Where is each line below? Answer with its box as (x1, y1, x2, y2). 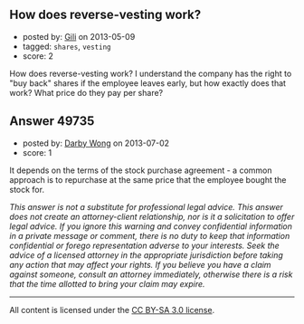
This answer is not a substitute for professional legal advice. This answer (9, 201, 283, 212)
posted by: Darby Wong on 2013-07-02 (22, 138, 170, 148)
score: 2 (22, 50, 54, 62)
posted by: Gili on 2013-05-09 (22, 31, 136, 42)
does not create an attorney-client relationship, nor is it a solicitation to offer (9, 211, 295, 222)
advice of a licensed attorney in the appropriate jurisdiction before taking (9, 249, 283, 261)
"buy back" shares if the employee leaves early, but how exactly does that (9, 77, 287, 89)
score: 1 (22, 147, 52, 157)
